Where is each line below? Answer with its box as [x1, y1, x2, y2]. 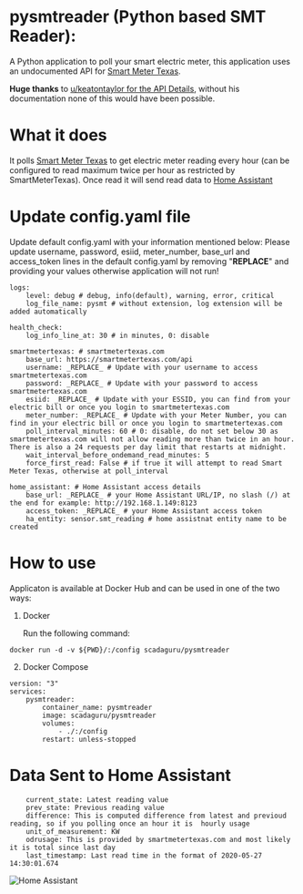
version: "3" [9, 679, 59, 688]
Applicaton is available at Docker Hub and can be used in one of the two [9, 582, 280, 593]
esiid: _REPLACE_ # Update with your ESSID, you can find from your [25, 395, 291, 404]
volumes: [42, 718, 76, 728]
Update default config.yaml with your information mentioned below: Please [9, 236, 290, 247]
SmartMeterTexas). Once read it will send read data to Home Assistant [9, 174, 273, 185]
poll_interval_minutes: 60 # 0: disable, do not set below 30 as [25, 426, 279, 436]
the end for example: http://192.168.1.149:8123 [9, 498, 197, 508]
